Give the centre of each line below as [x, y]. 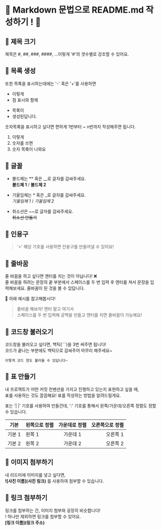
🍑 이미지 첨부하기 [29, 462]
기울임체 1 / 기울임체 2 [33, 201]
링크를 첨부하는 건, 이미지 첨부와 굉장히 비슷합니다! [53, 510]
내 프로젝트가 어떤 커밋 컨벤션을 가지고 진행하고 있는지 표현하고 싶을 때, [72, 389]
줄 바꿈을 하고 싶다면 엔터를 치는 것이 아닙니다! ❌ [51, 276]
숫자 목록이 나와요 [29, 149]
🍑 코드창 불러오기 [29, 332]
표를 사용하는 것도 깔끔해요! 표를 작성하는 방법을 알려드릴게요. [63, 395]
